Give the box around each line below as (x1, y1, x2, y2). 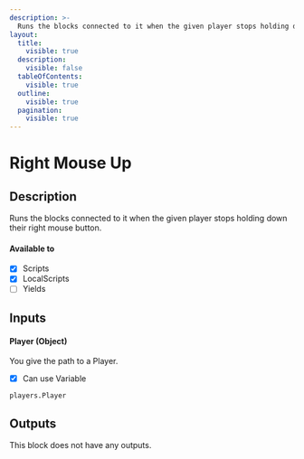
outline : (17, 89, 51, 98)
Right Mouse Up (9, 153, 132, 173)
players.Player (9, 391, 67, 400)
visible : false (25, 64, 83, 73)
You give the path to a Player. (9, 356, 119, 367)
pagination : (17, 106, 63, 115)
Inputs (9, 310, 47, 325)
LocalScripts (22, 273, 70, 285)
